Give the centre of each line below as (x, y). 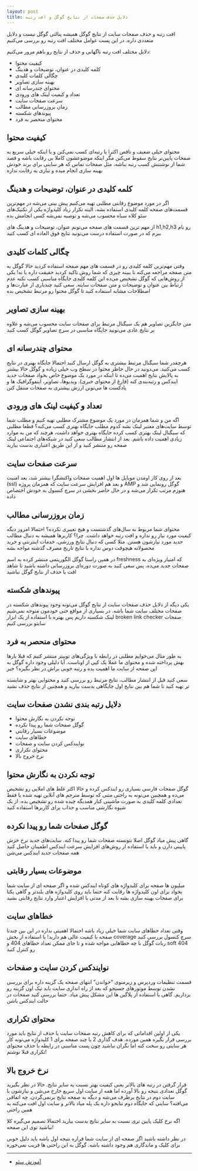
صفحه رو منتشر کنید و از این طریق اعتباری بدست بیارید (67, 445)
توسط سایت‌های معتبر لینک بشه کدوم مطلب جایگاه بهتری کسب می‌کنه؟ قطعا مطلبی (99, 426)
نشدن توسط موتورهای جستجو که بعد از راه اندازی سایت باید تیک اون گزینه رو (91, 988)
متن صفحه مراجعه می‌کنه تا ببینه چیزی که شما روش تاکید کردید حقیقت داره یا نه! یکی (99, 272)
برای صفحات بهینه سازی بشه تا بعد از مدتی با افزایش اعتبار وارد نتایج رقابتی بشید (95, 898)
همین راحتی (20, 1110)
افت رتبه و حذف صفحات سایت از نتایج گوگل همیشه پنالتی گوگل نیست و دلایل (91, 34)
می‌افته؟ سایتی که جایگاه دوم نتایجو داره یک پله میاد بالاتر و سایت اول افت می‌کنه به (98, 1103)
